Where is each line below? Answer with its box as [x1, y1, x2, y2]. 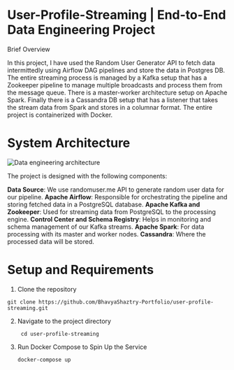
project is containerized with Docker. [7, 111, 113, 119]
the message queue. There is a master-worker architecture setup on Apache [7, 88, 228, 97]
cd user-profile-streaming [20, 330, 99, 337]
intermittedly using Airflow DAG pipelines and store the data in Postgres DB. [7, 66, 226, 74]
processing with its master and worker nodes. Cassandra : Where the [7, 229, 206, 238]
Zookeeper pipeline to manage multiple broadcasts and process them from [7, 80, 223, 89]
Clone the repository [17, 285, 77, 293]
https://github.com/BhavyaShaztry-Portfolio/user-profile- [38, 298, 214, 306]
